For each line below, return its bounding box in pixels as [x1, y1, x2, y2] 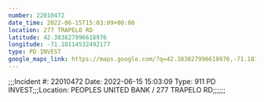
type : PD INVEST [8, 48, 61, 56]
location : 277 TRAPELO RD [8, 26, 93, 34]
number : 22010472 [8, 11, 65, 20]
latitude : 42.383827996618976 [8, 33, 108, 42]
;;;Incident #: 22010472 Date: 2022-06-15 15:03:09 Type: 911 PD [8, 76, 216, 86]
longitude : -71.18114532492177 [8, 41, 111, 49]
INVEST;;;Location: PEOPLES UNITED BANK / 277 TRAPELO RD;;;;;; [8, 85, 225, 94]
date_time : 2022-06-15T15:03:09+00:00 [8, 19, 135, 27]
